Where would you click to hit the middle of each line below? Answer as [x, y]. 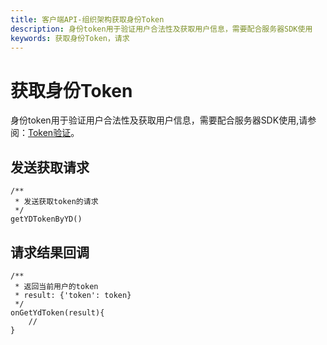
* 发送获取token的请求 [56, 202]
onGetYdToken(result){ [57, 312]
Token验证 [50, 133]
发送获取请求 [50, 167]
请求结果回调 [50, 252]
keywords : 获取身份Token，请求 [70, 38]
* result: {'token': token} [73, 295]
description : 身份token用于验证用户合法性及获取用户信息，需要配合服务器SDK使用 [161, 29]
